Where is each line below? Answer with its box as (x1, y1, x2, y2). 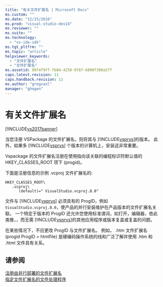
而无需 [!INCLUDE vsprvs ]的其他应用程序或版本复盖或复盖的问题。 (20, 217, 155, 223)
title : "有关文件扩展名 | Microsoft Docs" (5, 7, 89, 12)
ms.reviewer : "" (5, 26, 39, 31)
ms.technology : (5, 35, 37, 40)
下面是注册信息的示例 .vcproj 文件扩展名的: (5, 170, 93, 176)
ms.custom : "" (5, 12, 35, 17)
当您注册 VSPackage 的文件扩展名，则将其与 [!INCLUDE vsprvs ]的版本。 (5, 136, 153, 142)
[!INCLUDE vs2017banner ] (5, 126, 58, 132)
